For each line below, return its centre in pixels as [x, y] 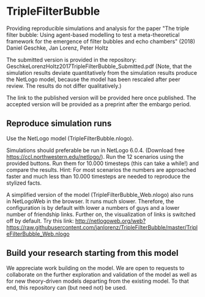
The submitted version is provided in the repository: [72, 60]
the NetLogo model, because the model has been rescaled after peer [93, 79]
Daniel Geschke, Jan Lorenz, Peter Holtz [57, 48]
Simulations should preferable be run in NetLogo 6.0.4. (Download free [95, 150]
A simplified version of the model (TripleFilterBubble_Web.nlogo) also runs [100, 195]
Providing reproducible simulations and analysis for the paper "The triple [98, 28]
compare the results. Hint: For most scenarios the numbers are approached [101, 169]
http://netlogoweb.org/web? [110, 221]
